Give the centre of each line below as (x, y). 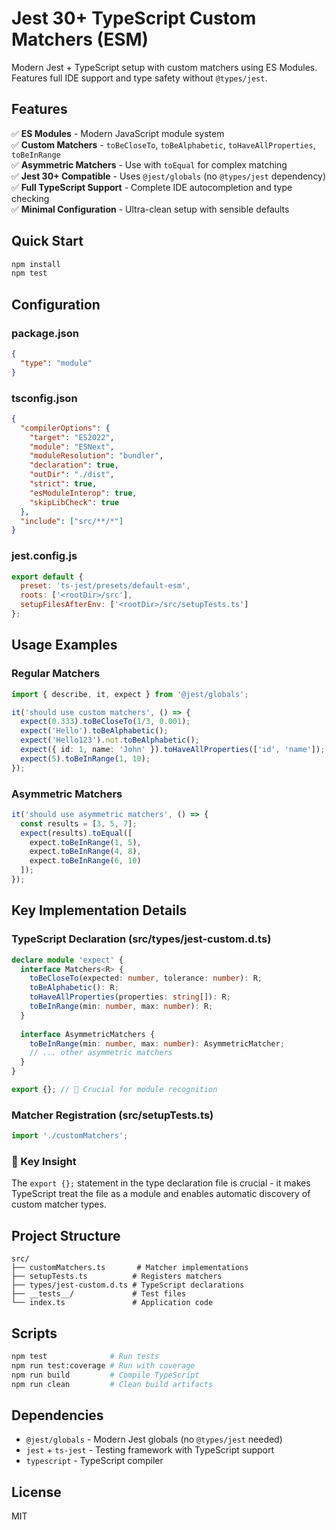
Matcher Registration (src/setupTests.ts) (112, 1115)
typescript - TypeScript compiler (94, 1461)
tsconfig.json (44, 398)
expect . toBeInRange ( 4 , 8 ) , (85, 852)
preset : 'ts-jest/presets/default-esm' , (105, 586)
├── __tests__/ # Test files (99, 1294)
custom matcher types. (59, 1204)
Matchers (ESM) (80, 39)
